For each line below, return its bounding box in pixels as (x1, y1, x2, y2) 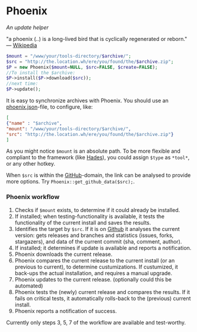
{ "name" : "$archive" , (6, 120, 62, 126)
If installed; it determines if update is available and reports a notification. (14, 244, 192, 251)
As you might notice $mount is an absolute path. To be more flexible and (6, 147, 181, 155)
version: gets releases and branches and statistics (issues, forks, (14, 232, 174, 239)
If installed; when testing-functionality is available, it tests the (14, 213, 165, 220)
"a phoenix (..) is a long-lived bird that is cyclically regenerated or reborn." (6, 35, 188, 42)
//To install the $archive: (6, 69, 76, 75)
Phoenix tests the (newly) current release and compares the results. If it (14, 288, 190, 295)
